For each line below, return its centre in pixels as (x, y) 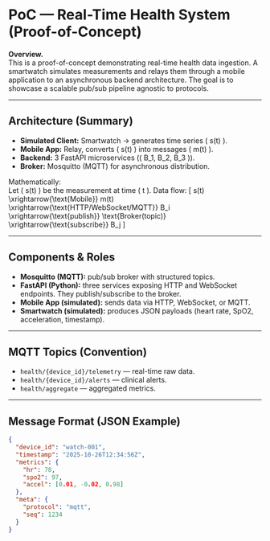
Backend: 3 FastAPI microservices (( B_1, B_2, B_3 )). (107, 158)
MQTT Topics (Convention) (78, 352)
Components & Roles (62, 258)
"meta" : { (32, 500)
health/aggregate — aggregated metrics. (88, 388)
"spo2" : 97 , (43, 477)
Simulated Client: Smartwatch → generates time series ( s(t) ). (123, 140)
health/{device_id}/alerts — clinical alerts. (93, 380)
